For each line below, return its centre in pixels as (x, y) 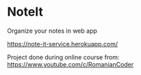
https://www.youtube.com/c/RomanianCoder (70, 64)
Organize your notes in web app (52, 31)
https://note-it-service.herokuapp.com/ (63, 44)
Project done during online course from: (63, 57)
